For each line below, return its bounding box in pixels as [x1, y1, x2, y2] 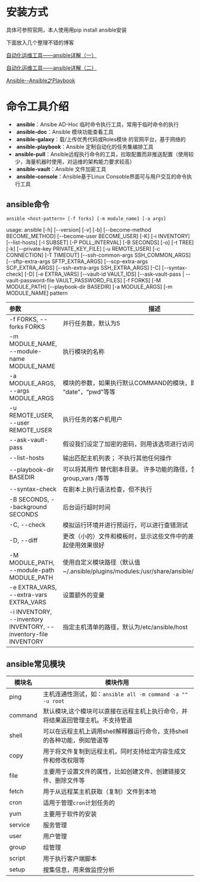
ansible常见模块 [6, 659, 65, 669]
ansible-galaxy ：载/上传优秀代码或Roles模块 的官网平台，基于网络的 [16, 135, 186, 143]
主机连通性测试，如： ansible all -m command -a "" [43, 690, 189, 698]
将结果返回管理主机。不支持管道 [43, 716, 133, 724]
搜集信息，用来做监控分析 [43, 865, 115, 874]
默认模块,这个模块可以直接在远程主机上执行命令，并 [43, 707, 188, 715]
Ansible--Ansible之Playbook [6, 77, 76, 84]
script [9, 854, 26, 862]
